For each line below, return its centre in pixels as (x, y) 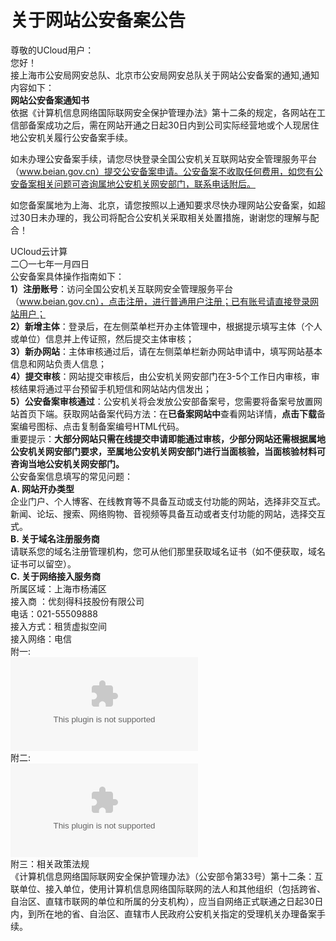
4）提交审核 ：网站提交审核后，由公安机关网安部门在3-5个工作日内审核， (161, 376)
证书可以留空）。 (43, 563)
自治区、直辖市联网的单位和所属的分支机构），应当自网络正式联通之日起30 (162, 901)
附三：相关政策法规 (50, 863)
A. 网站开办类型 (42, 488)
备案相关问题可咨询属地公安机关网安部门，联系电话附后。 (137, 183)
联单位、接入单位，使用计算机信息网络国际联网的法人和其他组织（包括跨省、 (168, 888)
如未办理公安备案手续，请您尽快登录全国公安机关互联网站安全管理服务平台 (163, 158)
